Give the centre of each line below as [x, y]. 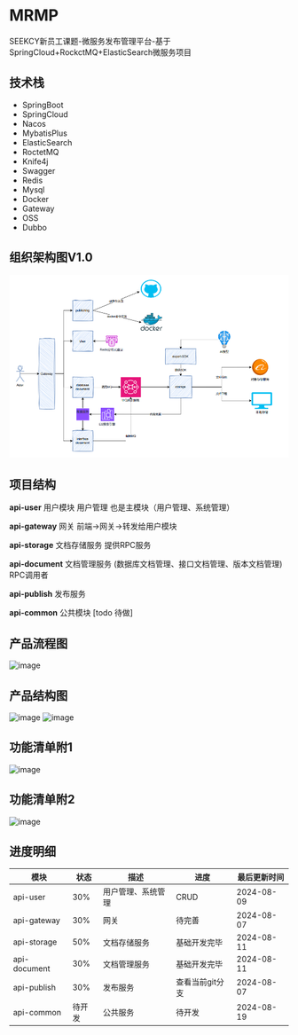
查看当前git [196, 982]
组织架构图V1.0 [51, 258]
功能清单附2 [42, 800]
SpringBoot [43, 105]
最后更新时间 [261, 877]
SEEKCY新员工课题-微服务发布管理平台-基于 [90, 41]
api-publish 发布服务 [47, 594]
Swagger [39, 170]
